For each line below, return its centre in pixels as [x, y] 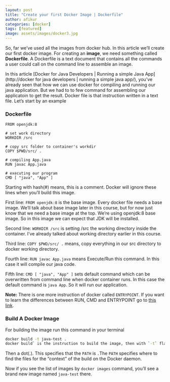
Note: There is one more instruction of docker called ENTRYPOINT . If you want [85, 295]
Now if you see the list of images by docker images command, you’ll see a [82, 369]
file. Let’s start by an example [36, 101]
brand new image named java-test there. [49, 374]
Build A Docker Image [32, 319]
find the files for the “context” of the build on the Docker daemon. [74, 359]
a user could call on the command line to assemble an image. [69, 64]
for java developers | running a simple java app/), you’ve [94, 79]
